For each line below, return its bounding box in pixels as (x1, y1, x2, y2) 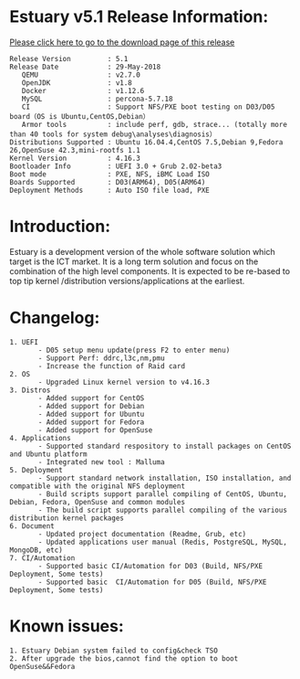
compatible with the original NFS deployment (9, 482, 185, 491)
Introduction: (9, 217, 111, 237)
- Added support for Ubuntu (37, 409, 145, 419)
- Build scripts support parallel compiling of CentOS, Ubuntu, (37, 489, 287, 499)
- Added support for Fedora (37, 418, 145, 427)
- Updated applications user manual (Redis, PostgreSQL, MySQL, (37, 537, 287, 546)
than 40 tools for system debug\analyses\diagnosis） (9, 130, 217, 139)
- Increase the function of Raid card (37, 361, 185, 371)
